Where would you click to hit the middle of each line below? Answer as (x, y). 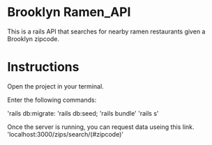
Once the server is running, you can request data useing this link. (101, 127)
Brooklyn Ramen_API (69, 12)
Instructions (43, 67)
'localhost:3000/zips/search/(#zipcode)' (66, 134)
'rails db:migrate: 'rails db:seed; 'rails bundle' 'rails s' (83, 113)
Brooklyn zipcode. (33, 38)
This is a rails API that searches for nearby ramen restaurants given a (106, 31)
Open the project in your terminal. (56, 86)
